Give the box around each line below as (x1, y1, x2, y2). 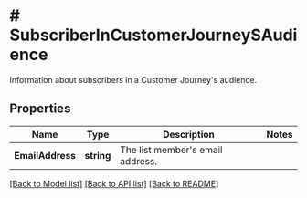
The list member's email (120, 143, 223, 156)
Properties (9, 101, 71, 117)
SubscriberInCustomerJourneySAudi (9, 25, 298, 46)
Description (163, 128, 215, 141)
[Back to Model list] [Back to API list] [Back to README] (9, 178, 219, 189)
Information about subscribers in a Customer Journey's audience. (9, 74, 258, 85)
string (84, 149, 111, 162)
